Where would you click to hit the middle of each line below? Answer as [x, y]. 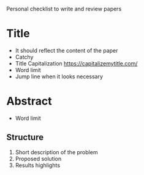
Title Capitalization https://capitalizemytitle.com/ [76, 63]
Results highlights [37, 165]
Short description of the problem [56, 152]
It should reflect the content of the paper [66, 50]
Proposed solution [38, 158]
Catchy [24, 57]
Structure [25, 137]
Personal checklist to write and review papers [64, 9]
